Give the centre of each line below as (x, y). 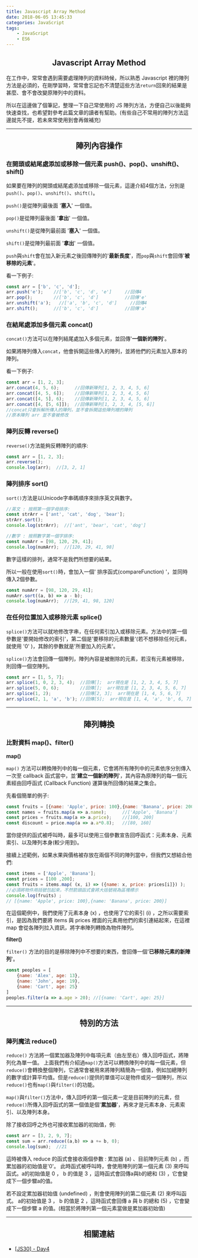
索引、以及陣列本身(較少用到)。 (44, 843)
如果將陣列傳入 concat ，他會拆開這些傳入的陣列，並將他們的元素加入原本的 (97, 351)
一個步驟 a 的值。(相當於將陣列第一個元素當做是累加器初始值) (91, 1208)
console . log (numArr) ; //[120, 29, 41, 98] (60, 547)
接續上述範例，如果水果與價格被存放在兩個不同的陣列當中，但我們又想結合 (96, 855)
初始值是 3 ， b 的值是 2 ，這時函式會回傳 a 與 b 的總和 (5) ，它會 (105, 1201)
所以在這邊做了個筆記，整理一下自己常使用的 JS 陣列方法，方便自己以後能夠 (98, 105)
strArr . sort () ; (25, 520)
